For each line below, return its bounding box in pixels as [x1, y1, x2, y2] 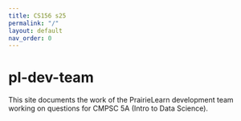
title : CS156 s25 [8, 11, 67, 20]
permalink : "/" [8, 19, 59, 27]
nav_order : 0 [8, 34, 52, 42]
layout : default [8, 26, 63, 34]
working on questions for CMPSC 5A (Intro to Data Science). [8, 103, 209, 113]
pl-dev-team [8, 69, 94, 87]
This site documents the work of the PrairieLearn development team [8, 95, 235, 105]
